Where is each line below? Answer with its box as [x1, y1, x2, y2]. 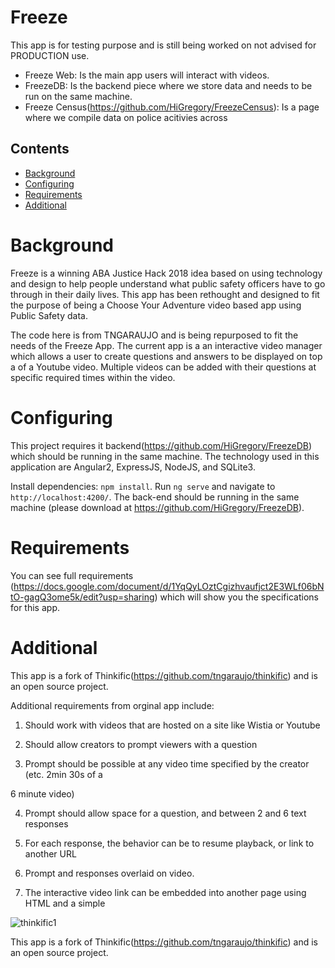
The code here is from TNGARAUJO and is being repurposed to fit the [10, 329, 299, 341]
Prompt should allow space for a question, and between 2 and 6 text [24, 807, 307, 819]
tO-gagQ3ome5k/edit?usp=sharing [10, 591, 155, 603]
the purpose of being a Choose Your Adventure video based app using [10, 299, 302, 311]
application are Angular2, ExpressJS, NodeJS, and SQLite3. [10, 461, 256, 473]
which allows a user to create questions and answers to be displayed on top [10, 350, 323, 362]
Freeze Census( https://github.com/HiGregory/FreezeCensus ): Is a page [24, 101, 320, 113]
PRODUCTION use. [10, 49, 90, 61]
